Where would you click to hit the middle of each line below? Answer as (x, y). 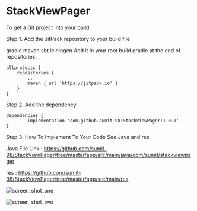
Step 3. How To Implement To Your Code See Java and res (78, 137)
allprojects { (24, 67)
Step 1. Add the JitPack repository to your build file (68, 39)
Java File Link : (24, 148)
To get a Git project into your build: (48, 27)
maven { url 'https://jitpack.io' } (73, 83)
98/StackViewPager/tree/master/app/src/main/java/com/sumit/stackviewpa (99, 155)
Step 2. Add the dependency (41, 105)
